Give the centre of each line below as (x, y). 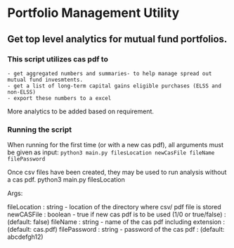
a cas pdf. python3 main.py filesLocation (66, 180)
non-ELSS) (22, 92)
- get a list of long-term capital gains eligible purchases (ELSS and (114, 86)
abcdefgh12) (25, 237)
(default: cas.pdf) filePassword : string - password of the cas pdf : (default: (116, 230)
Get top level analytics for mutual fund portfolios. (117, 39)
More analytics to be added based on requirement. (81, 111)
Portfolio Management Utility (93, 13)
